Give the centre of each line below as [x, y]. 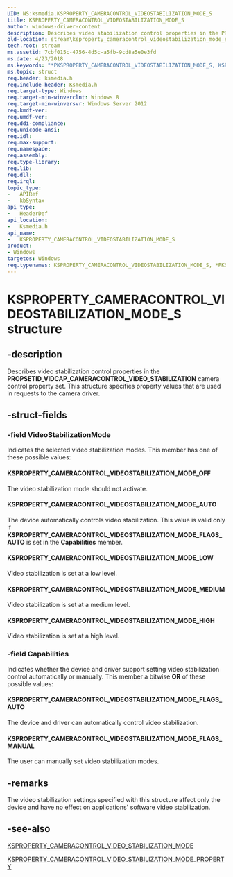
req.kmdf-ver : [28, 110]
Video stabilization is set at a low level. [62, 574]
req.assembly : [28, 156]
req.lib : [20, 168]
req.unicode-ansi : [34, 130]
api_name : [21, 233]
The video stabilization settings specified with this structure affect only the [114, 799]
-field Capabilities [38, 654]
